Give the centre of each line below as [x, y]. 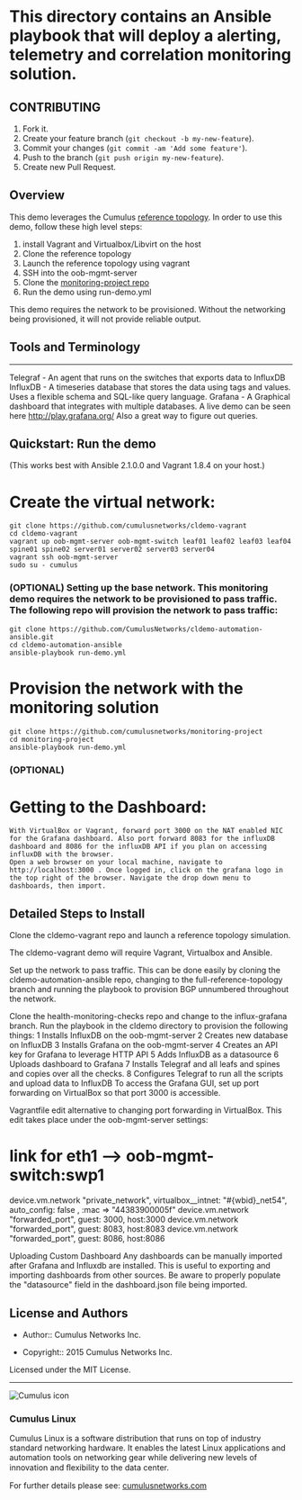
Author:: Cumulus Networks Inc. [81, 1335]
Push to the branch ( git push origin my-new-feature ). [123, 158]
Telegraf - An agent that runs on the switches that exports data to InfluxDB [147, 377]
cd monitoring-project [52, 739]
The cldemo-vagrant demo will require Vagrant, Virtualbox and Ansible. [141, 953]
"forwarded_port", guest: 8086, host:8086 [87, 1239]
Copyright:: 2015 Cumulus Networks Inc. [97, 1352]
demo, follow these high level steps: [76, 226]
